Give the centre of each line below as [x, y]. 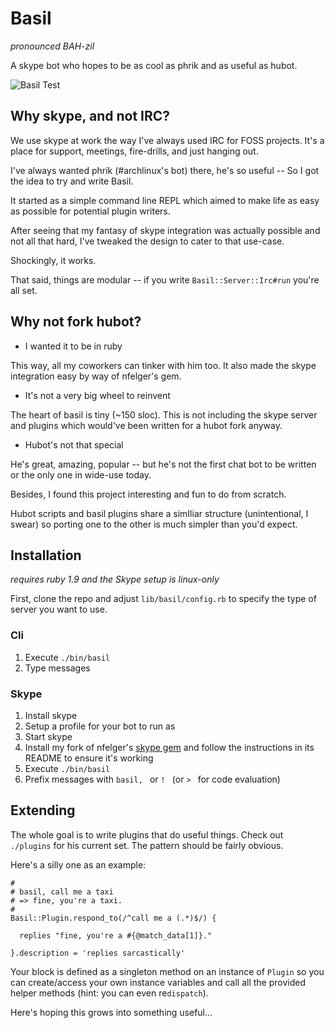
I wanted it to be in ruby [73, 346]
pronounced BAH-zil [52, 46]
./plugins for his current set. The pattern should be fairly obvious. [147, 845]
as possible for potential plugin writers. [90, 211]
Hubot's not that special [74, 444]
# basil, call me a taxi [62, 892]
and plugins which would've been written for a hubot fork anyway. [146, 425]
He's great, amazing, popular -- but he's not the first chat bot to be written [163, 464]
